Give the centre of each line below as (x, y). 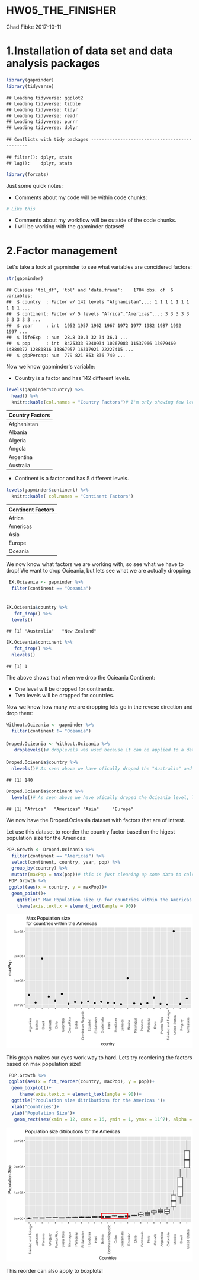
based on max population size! (44, 1064)
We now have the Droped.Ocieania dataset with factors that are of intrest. (96, 820)
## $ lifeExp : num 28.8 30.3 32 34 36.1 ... (67, 338)
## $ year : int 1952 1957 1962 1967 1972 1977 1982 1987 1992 (94, 326)
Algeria (17, 441)
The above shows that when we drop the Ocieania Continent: (81, 678)
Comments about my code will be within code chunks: (81, 197)
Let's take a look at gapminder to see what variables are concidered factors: (99, 267)
